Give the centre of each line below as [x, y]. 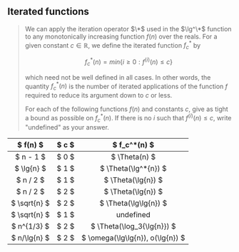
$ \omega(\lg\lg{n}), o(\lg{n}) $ [133, 238]
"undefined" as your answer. [67, 127]
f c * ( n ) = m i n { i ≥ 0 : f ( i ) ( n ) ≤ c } [129, 62]
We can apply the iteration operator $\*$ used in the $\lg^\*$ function [128, 28]
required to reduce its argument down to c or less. [98, 95]
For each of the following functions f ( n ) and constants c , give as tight [126, 109]
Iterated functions [48, 12]
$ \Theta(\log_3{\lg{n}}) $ [133, 226]
